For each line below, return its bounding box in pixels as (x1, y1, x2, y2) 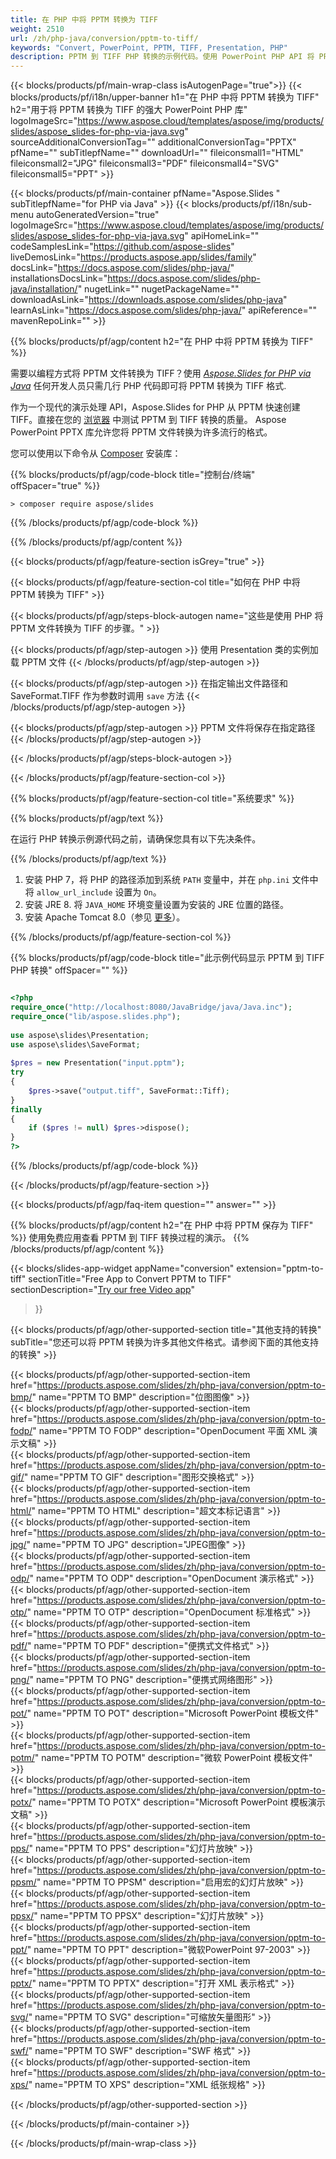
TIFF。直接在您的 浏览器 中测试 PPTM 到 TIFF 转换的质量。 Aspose (10, 414, 287, 426)
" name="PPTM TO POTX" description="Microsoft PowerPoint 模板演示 (31, 1796, 326, 1808)
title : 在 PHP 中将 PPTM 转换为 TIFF (10, 14, 159, 25)
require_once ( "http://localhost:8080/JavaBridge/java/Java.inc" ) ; (10, 1002, 293, 1012)
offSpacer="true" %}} (10, 480, 101, 492)
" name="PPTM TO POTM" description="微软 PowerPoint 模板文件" (34, 1752, 313, 1763)
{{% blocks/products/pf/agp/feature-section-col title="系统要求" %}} (10, 792, 295, 805)
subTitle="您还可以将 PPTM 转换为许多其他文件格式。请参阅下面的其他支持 (10, 1336, 319, 1348)
